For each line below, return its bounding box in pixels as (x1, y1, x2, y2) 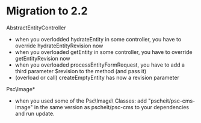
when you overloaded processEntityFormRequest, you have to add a (14, 61, 185, 68)
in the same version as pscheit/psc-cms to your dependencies (34, 103, 190, 110)
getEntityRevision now (14, 55, 70, 62)
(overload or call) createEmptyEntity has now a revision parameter (14, 74, 179, 81)
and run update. (14, 110, 55, 117)
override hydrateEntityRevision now (14, 42, 104, 49)
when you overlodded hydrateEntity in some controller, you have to (14, 35, 182, 43)
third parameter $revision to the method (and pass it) (14, 67, 147, 74)
